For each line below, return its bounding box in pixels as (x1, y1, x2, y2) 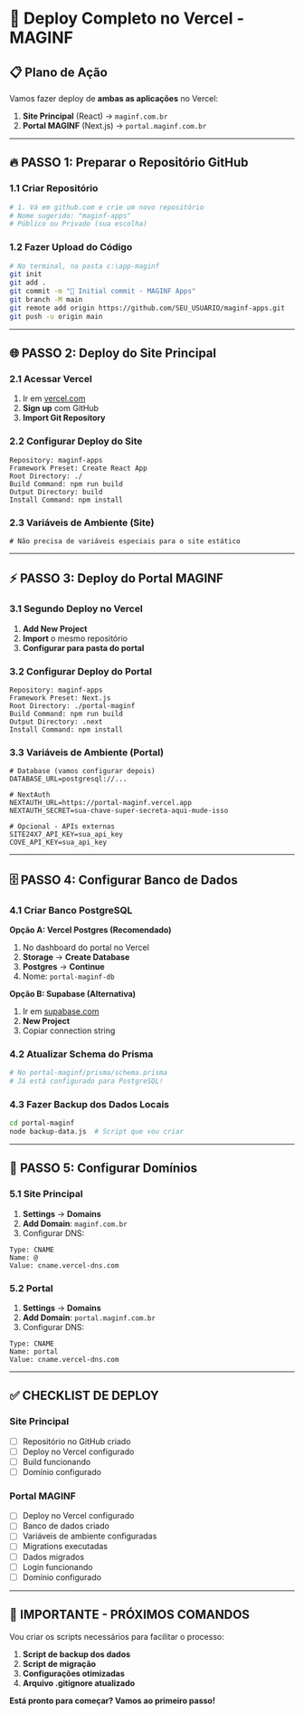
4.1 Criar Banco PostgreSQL (9, 904, 133, 916)
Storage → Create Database (22, 951, 130, 963)
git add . (9, 278, 47, 288)
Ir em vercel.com (22, 393, 86, 404)
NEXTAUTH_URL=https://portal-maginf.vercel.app (9, 799, 193, 808)
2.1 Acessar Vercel (9, 373, 92, 386)
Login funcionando (22, 1561, 93, 1572)
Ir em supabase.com (22, 1005, 100, 1017)
